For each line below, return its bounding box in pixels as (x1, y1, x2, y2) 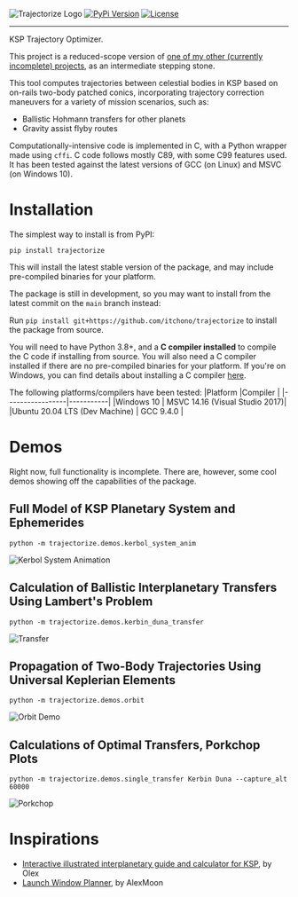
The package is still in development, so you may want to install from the (9, 288, 271, 299)
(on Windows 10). (9, 169, 74, 179)
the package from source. (9, 324, 104, 334)
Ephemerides (9, 515, 85, 531)
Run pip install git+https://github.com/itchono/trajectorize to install (9, 315, 278, 326)
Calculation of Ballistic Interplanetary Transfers (9, 580, 278, 595)
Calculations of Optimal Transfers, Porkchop (9, 737, 261, 752)
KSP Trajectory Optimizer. (9, 34, 104, 44)
